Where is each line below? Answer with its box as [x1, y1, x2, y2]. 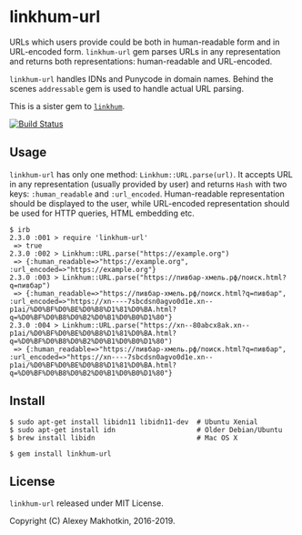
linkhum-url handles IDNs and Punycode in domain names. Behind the [9, 73, 274, 84]
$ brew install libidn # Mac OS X [9, 433, 238, 442]
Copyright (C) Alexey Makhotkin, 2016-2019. [9, 516, 176, 527]
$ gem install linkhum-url [9, 449, 112, 459]
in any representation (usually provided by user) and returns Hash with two [9, 178, 287, 189]
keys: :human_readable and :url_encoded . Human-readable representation [9, 188, 285, 199]
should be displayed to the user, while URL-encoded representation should [9, 197, 290, 208]
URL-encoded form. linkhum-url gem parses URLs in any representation [9, 45, 281, 56]
